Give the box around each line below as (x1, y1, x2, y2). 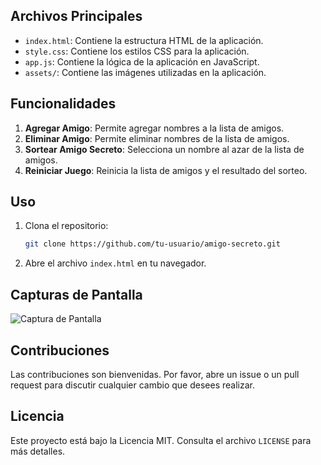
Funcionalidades (10, 95, 117, 113)
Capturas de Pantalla (10, 286, 143, 303)
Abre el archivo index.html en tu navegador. (24, 257, 207, 269)
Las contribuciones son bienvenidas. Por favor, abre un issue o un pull (10, 368, 300, 380)
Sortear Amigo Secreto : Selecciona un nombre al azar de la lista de (24, 143, 305, 155)
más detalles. (10, 445, 66, 457)
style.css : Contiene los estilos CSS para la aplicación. (24, 45, 250, 57)
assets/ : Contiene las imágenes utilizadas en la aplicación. (24, 66, 267, 78)
